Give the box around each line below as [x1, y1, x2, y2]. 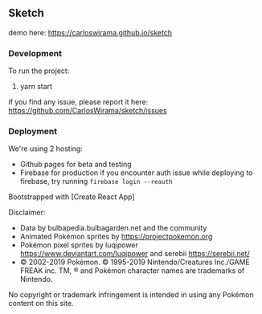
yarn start [19, 82, 53, 92]
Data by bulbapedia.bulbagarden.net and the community [19, 223, 207, 233]
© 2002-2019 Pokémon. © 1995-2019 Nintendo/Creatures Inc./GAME [19, 257, 251, 267]
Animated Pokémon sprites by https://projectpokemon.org [19, 232, 213, 242]
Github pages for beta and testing [19, 160, 132, 169]
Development [8, 47, 63, 59]
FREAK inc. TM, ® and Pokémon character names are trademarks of [19, 266, 245, 275]
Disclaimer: [8, 208, 46, 218]
